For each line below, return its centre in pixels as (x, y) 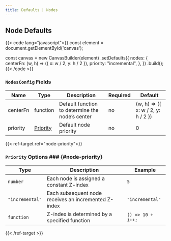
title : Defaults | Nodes (32, 10)
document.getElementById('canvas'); (44, 48)
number (16, 182)
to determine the (79, 110)
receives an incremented (76, 200)
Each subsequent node (74, 193)
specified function (68, 221)
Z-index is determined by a (79, 214)
